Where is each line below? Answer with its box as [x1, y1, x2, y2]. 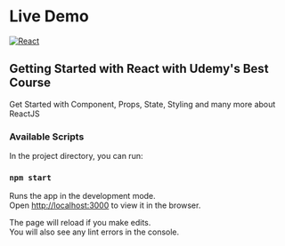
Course [9, 75, 52, 91]
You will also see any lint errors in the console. [9, 226, 180, 237]
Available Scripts [9, 131, 85, 143]
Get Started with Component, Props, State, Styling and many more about [9, 99, 276, 109]
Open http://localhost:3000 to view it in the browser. [9, 200, 201, 210]
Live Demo [9, 6, 89, 27]
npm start [9, 172, 52, 183]
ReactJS [9, 108, 40, 119]
